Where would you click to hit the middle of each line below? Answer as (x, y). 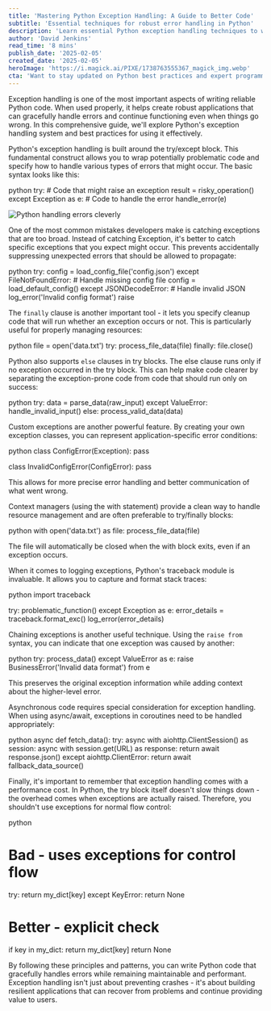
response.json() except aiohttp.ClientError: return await (100, 757)
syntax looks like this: (44, 174)
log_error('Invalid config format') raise (71, 297)
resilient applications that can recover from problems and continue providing (135, 991)
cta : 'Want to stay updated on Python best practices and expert (120, 76)
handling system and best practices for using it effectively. (106, 133)
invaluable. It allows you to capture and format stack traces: (108, 579)
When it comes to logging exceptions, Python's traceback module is (122, 570)
